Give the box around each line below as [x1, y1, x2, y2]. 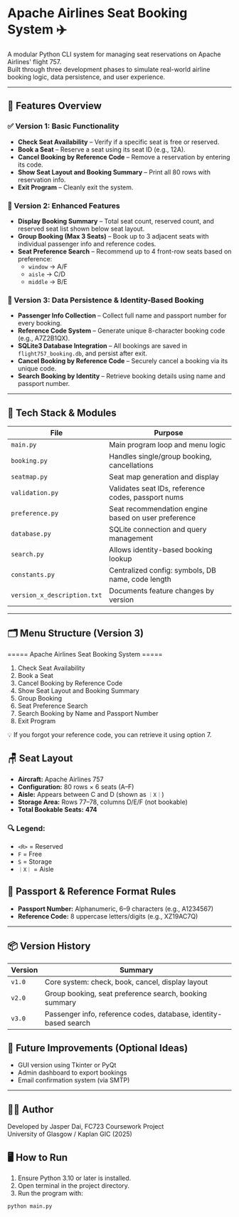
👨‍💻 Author [7, 1103, 54, 1115]
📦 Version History [7, 940, 91, 952]
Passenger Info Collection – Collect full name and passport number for [17, 311, 227, 320]
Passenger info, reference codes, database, [45, 1009, 191, 1019]
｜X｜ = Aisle [17, 865, 54, 873]
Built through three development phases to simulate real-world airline [7, 65, 211, 73]
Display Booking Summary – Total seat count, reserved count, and [17, 216, 215, 225]
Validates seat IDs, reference [109, 484, 205, 493]
